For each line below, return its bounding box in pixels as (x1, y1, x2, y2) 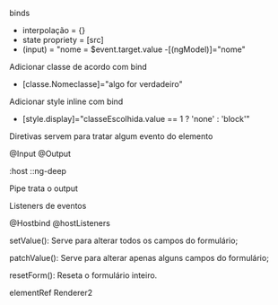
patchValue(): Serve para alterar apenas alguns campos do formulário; (9, 253, 269, 263)
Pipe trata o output (9, 183, 79, 194)
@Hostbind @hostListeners (9, 218, 110, 228)
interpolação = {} (22, 25, 86, 35)
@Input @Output (9, 148, 72, 159)
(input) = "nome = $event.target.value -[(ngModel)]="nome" (22, 44, 246, 55)
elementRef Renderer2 (9, 287, 93, 298)
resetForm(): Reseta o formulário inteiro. (9, 270, 158, 281)
